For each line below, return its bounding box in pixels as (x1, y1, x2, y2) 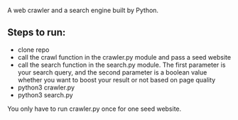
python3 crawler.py (17, 83, 75, 92)
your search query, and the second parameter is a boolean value (17, 67, 207, 77)
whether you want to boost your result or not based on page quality (17, 75, 216, 84)
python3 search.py (17, 90, 73, 99)
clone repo (17, 45, 50, 54)
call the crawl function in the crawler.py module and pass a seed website (17, 53, 232, 61)
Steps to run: (7, 26, 66, 38)
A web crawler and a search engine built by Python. (7, 6, 158, 14)
